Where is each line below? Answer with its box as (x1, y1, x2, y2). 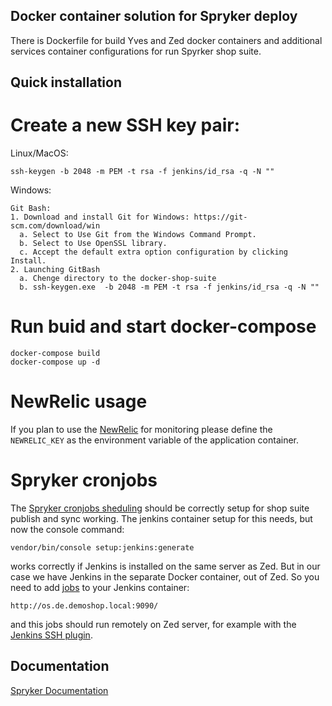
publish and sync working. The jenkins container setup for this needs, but (10, 512, 313, 524)
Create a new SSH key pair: (10, 114, 240, 137)
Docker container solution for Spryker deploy (10, 8, 298, 25)
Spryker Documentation (10, 684, 109, 696)
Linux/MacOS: (10, 147, 69, 159)
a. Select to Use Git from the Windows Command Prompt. (19, 230, 257, 240)
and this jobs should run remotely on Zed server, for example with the (10, 618, 297, 630)
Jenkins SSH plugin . (10, 629, 93, 641)
